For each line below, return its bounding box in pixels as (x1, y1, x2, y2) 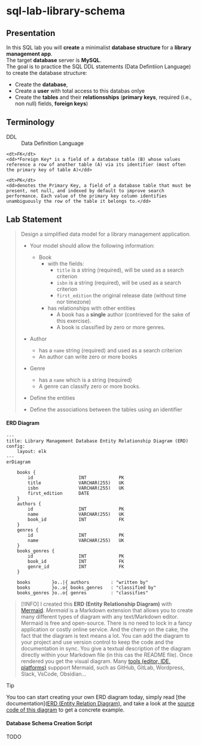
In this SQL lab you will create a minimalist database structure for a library (6, 44, 191, 51)
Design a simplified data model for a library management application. (20, 230, 191, 238)
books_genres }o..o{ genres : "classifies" (17, 589, 148, 596)
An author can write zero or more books (38, 353, 138, 360)
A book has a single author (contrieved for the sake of (56, 311, 190, 318)
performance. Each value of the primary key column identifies (6, 193, 167, 199)
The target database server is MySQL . (6, 57, 102, 63)
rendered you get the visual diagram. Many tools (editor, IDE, (20, 657, 170, 665)
